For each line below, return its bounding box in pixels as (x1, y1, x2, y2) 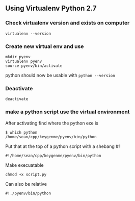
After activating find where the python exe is (5, 120, 98, 126)
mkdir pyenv (5, 54, 31, 59)
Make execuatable (5, 162, 44, 168)
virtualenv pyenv (5, 59, 42, 64)
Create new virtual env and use (5, 43, 84, 50)
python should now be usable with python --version (5, 72, 116, 78)
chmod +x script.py (5, 172, 47, 177)
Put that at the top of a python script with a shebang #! (5, 143, 120, 149)
